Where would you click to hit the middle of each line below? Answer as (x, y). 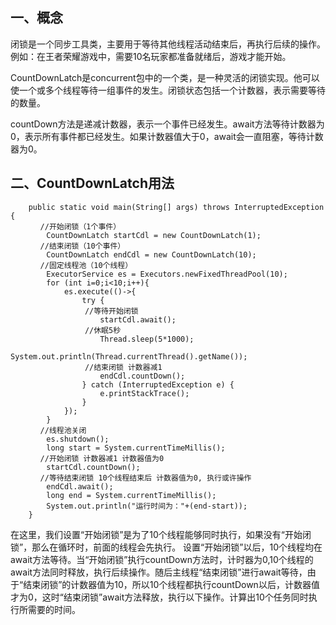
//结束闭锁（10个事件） (82, 246)
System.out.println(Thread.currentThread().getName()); (129, 356)
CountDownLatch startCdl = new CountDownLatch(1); (154, 235)
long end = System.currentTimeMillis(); (131, 495)
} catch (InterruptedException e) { (158, 384)
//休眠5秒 (103, 330)
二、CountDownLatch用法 (92, 183)
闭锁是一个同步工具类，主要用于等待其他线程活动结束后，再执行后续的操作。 (168, 44)
